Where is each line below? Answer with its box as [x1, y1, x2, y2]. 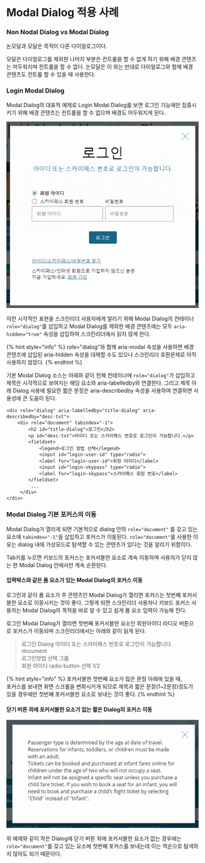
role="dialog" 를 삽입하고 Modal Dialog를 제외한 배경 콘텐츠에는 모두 [6, 322, 173, 330]
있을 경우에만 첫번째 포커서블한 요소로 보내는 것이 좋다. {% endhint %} [6, 690, 175, 698]
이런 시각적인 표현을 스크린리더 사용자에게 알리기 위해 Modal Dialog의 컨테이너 [6, 315, 194, 322]
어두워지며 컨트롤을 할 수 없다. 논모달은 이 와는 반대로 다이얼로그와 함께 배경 [12, 63, 193, 70]
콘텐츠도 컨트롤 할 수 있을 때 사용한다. [6, 71, 96, 78]
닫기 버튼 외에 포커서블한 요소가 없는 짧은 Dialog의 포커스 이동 [6, 706, 153, 713]
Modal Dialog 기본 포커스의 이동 [6, 510, 96, 519]
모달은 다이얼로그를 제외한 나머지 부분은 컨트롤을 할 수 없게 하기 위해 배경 [6, 56, 181, 63]
